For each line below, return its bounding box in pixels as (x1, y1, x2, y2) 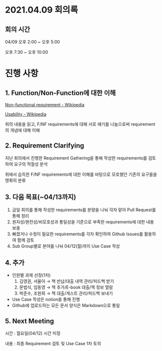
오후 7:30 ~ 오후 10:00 (5, 49, 48, 55)
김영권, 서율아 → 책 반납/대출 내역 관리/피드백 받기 (19, 278, 115, 284)
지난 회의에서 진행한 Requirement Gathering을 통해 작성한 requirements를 (5, 155, 147, 161)
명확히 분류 (5, 177, 26, 183)
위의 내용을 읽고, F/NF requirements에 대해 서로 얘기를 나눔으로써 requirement (5, 122, 156, 127)
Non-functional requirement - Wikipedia (5, 102, 85, 107)
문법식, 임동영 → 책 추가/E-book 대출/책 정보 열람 (19, 284, 113, 290)
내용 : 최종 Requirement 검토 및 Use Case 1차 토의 (5, 341, 102, 347)
